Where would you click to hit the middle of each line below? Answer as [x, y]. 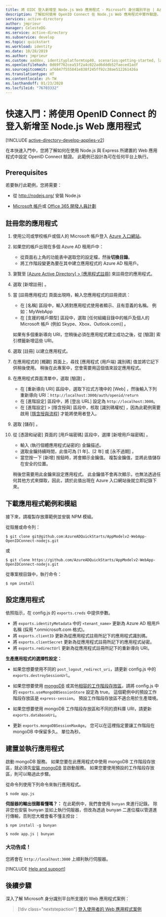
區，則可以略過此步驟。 [29, 774]
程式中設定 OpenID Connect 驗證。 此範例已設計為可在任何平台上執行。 [78, 157]
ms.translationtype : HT [30, 74]
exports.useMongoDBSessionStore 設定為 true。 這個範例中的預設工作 [88, 692]
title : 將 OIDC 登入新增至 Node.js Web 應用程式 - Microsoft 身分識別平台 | [80, 10]
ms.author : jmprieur [27, 56]
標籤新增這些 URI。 [36, 341]
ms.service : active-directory [37, 33]
